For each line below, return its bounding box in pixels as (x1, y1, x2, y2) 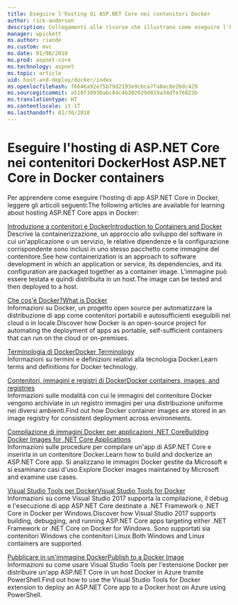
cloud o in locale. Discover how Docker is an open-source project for (7, 318, 207, 327)
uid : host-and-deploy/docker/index (7, 76, 113, 84)
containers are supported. (7, 539, 84, 548)
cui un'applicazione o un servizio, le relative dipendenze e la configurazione (7, 237, 229, 245)
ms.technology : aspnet (7, 63, 74, 70)
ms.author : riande (7, 37, 62, 44)
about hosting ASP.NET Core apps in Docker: (7, 208, 140, 217)
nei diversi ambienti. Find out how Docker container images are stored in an (7, 406, 227, 414)
